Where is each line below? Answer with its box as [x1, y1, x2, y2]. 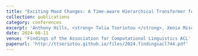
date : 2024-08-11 [6, 30, 49, 36]
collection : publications [6, 14, 70, 20]
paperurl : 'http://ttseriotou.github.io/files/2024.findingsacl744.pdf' [6, 41, 189, 47]
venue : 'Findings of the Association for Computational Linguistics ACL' [6, 36, 192, 41]
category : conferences [6, 19, 62, 25]
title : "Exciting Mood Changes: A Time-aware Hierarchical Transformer [6, 8, 186, 15]
